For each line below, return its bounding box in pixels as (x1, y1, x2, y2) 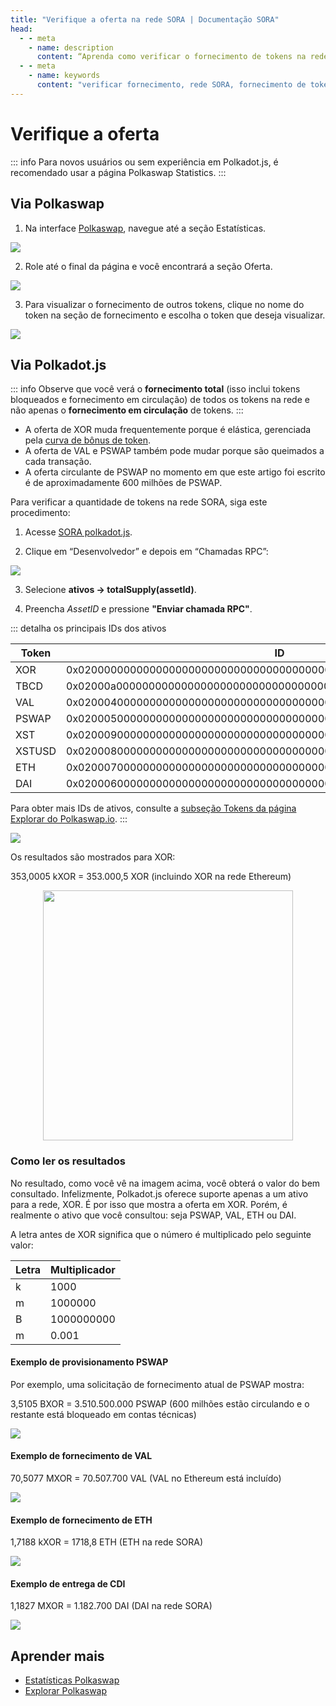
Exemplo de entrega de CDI (10, 1577, 126, 1590)
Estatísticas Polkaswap (24, 1674, 120, 1686)
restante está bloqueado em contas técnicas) (10, 1408, 197, 1420)
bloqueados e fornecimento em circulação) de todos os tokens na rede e (10, 394, 310, 406)
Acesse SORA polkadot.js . (24, 526, 133, 538)
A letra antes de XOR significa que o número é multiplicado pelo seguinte (10, 1228, 312, 1240)
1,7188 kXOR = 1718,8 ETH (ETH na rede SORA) (10, 1536, 204, 1548)
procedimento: (10, 507, 71, 519)
